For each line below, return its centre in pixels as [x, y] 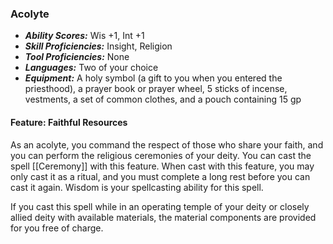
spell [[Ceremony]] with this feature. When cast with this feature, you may [162, 166]
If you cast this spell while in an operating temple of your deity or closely [160, 206]
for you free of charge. [57, 228]
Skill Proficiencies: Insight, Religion [98, 46]
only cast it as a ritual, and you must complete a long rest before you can [160, 176]
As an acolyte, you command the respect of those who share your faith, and [167, 144]
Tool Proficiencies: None [77, 57]
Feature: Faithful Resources [69, 122]
